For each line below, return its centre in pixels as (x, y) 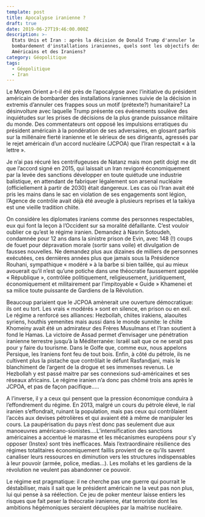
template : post (26, 12)
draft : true (21, 23)
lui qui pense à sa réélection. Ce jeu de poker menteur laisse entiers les (96, 494)
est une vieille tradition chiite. (43, 208)
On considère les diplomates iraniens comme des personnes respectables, (100, 219)
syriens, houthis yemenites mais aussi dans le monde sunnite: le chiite (95, 322)
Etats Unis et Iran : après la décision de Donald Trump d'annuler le (103, 40)
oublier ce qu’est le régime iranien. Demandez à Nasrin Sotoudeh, (89, 232)
